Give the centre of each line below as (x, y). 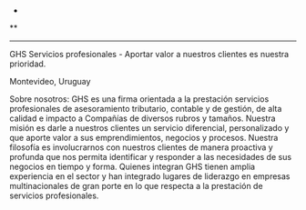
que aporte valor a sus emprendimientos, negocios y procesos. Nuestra (144, 138)
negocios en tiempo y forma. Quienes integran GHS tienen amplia (133, 166)
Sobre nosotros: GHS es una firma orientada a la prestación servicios (139, 99)
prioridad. (28, 64)
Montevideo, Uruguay (50, 81)
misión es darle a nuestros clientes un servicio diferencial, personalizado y (149, 128)
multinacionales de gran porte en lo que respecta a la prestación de (136, 186)
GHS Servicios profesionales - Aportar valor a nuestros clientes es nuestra (149, 54)
